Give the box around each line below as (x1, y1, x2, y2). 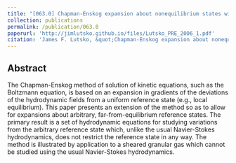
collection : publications (7, 17, 83, 24)
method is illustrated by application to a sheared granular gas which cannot (7, 140, 225, 148)
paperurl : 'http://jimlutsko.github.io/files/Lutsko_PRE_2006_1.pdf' (7, 29, 216, 37)
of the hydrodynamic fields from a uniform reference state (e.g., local (7, 95, 207, 104)
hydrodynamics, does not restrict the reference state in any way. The (7, 132, 207, 141)
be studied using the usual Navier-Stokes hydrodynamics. (7, 148, 175, 156)
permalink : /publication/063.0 (7, 23, 99, 30)
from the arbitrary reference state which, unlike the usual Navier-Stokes (7, 125, 216, 134)
